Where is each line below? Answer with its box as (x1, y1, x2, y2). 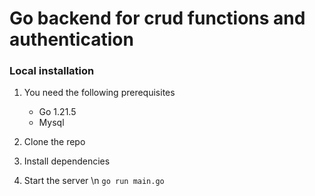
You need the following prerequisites (23, 87, 176, 99)
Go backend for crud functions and (9, 7, 306, 30)
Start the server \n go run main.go (23, 175, 165, 187)
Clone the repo (23, 136, 86, 148)
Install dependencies (23, 155, 111, 167)
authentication (9, 28, 134, 51)
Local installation (9, 64, 95, 78)
